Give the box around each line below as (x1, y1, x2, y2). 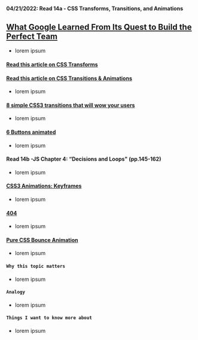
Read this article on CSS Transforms (6, 61, 98, 68)
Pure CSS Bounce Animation (6, 236, 79, 243)
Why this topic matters (6, 264, 66, 269)
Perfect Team (6, 31, 58, 41)
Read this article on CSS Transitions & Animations (6, 75, 133, 82)
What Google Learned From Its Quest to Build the (6, 22, 192, 32)
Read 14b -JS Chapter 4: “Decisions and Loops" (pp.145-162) (6, 155, 162, 163)
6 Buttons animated (6, 128, 56, 136)
